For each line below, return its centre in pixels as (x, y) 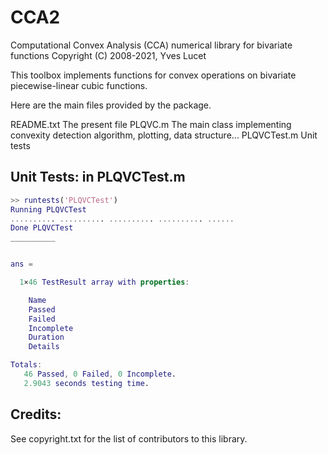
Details (44, 347)
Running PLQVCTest (48, 209)
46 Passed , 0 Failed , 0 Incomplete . (100, 374)
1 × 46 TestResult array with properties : (104, 282)
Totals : (26, 365)
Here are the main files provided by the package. (111, 105)
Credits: (36, 414)
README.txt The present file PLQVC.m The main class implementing (151, 124)
